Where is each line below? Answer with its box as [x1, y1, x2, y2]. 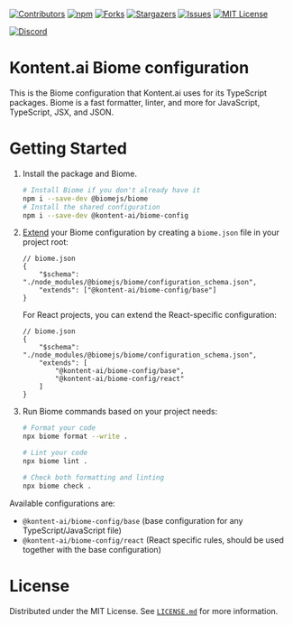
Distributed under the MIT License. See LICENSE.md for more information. [9, 605, 279, 616]
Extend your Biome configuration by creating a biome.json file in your [22, 227, 279, 238]
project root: [22, 237, 69, 247]
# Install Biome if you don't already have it [22, 185, 201, 194]
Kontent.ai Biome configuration [9, 58, 250, 79]
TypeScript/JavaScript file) [22, 525, 122, 536]
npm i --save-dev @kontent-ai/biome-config [22, 210, 189, 220]
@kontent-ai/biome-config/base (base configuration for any [22, 515, 243, 526]
